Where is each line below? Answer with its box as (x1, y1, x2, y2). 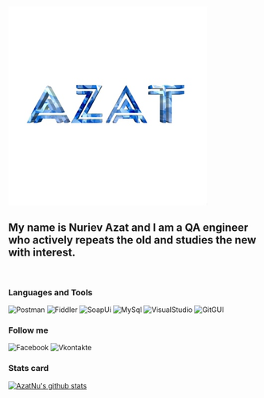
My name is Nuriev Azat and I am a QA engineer (8, 221, 249, 235)
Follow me (8, 325, 49, 336)
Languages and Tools (8, 287, 93, 298)
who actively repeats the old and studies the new (8, 233, 257, 247)
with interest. (8, 246, 76, 259)
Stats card (8, 363, 49, 374)
